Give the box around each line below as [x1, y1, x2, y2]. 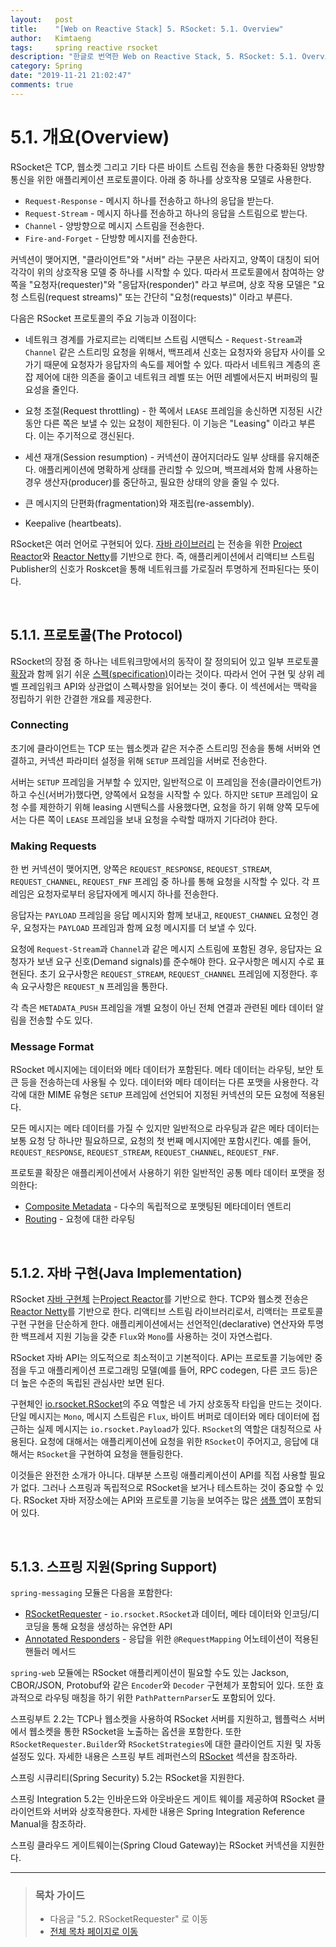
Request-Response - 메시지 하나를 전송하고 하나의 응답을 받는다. [24, 194, 275, 206]
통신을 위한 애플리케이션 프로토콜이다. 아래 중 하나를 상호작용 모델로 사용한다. [10, 173, 312, 185]
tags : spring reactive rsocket [10, 42, 159, 53]
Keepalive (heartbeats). [24, 517, 122, 529]
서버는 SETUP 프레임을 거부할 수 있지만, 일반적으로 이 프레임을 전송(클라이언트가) [10, 776, 322, 788]
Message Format [10, 1040, 95, 1054]
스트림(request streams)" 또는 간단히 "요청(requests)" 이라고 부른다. [20, 291, 293, 303]
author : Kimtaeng [10, 33, 92, 43]
